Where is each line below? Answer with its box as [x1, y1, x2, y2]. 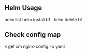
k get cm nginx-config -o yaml [4, 43, 65, 49]
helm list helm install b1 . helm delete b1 [4, 16, 83, 22]
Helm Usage [4, 4, 42, 12]
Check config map [4, 31, 61, 39]
